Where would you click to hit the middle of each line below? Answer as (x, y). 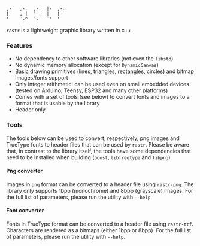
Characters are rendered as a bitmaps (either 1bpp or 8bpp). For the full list (99, 230)
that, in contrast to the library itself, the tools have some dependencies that (99, 151)
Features (19, 45)
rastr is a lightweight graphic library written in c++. (70, 30)
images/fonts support (41, 78)
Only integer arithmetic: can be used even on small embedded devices (102, 84)
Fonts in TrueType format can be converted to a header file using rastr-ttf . (100, 224)
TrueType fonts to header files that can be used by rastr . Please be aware (98, 144)
